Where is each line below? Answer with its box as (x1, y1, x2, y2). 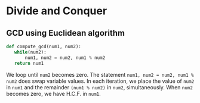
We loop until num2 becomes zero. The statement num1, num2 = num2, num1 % (6, 71, 194, 78)
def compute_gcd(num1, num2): (6, 43, 82, 49)
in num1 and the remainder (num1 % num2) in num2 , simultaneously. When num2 (6, 83, 193, 90)
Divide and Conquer (6, 4, 107, 18)
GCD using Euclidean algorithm (6, 28, 125, 38)
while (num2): (14, 49, 47, 55)
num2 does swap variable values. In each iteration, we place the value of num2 (6, 77, 195, 85)
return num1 (14, 60, 44, 66)
